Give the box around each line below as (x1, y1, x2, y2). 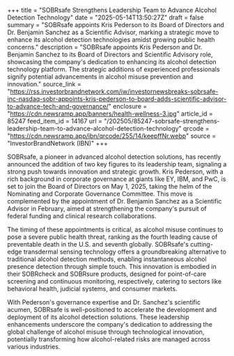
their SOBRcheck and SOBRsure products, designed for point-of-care (7, 270, 207, 278)
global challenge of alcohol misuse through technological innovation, (7, 327, 205, 336)
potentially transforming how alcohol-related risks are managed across (7, 335, 211, 343)
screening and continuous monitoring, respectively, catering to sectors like (7, 277, 221, 285)
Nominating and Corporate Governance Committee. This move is (7, 189, 193, 198)
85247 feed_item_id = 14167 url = (7, 117, 102, 125)
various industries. (7, 343, 61, 350)
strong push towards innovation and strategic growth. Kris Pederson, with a (7, 167, 224, 176)
